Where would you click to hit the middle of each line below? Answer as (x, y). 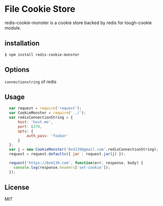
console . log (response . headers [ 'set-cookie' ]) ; (62, 167)
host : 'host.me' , (35, 122)
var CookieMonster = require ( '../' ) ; (48, 113)
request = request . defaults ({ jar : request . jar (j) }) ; (67, 154)
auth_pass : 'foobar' (47, 136)
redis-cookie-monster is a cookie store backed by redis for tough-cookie (78, 23)
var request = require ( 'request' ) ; (45, 108)
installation (22, 44)
